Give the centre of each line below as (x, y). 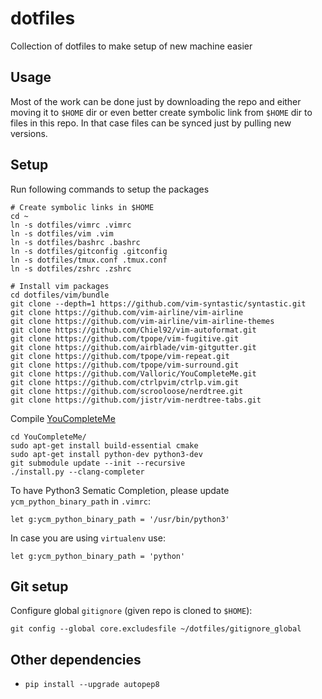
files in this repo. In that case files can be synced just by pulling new (151, 123)
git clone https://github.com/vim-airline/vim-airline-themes (142, 321)
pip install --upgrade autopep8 (92, 685)
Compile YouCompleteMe (63, 418)
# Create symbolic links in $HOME (82, 207)
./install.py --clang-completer (77, 472)
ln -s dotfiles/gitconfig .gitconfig (89, 251)
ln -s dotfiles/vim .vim (62, 233)
